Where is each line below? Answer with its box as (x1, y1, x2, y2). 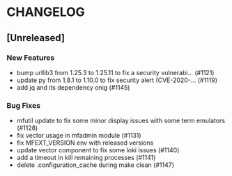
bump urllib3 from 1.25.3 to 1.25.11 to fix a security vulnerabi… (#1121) (16, 68, 215, 77)
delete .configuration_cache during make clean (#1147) (16, 161, 175, 169)
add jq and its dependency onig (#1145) (16, 83, 130, 91)
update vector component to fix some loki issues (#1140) (16, 146, 180, 154)
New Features (6, 53, 55, 63)
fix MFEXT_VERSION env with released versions (16, 138, 154, 147)
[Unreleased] (6, 32, 65, 44)
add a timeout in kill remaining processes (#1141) (16, 154, 156, 162)
